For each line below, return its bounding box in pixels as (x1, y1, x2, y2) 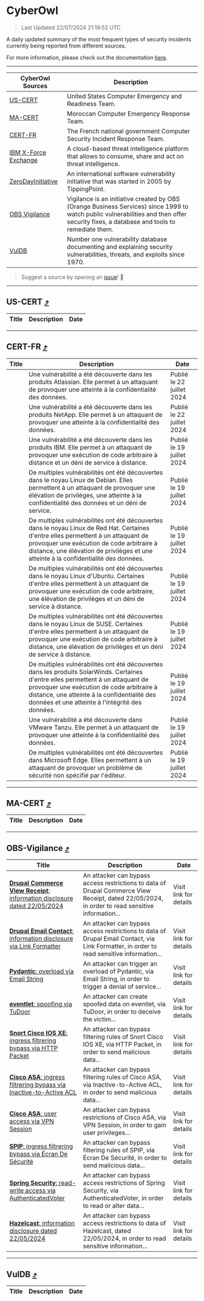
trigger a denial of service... (83, 983, 161, 991)
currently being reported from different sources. (6, 42, 126, 49)
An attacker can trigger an (83, 959, 158, 968)
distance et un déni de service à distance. (28, 458, 148, 466)
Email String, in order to (83, 975, 150, 983)
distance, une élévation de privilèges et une (28, 546, 153, 555)
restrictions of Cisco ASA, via (83, 1113, 166, 1122)
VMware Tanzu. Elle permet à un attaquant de (28, 723, 159, 731)
